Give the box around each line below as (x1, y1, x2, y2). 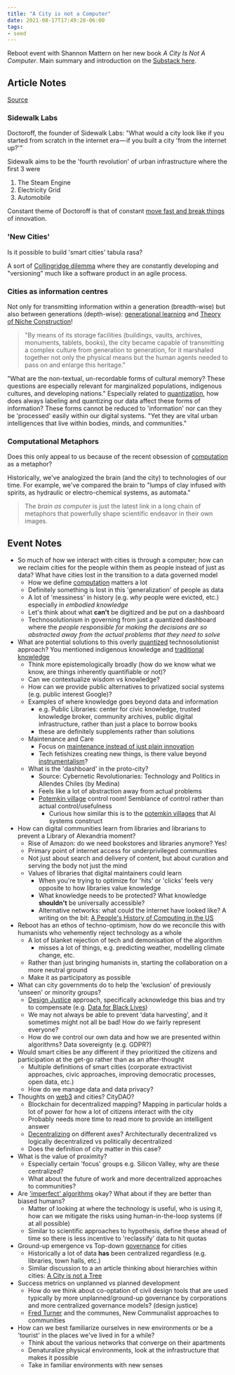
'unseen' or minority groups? (17, 988, 102, 997)
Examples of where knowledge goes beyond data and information (27, 697, 219, 706)
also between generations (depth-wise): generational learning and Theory (7, 309, 221, 318)
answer (27, 1122, 50, 1131)
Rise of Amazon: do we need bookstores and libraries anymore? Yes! (27, 839, 227, 847)
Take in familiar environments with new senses (27, 1361, 163, 1369)
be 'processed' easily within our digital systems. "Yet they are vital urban (7, 411, 218, 420)
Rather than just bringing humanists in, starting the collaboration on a (27, 958, 228, 967)
